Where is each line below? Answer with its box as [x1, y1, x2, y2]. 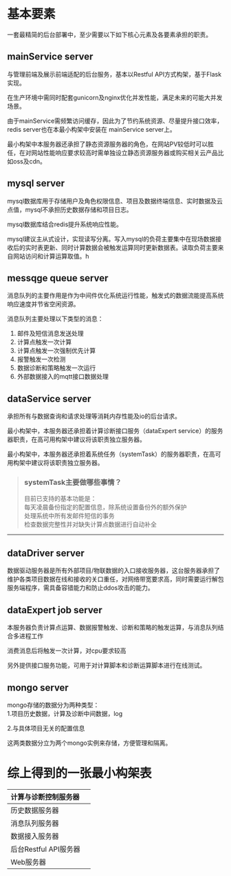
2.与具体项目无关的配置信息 [7, 724, 85, 732]
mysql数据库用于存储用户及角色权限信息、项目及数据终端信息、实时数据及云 [7, 197, 223, 205]
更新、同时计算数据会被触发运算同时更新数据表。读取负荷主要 [43, 243, 218, 252]
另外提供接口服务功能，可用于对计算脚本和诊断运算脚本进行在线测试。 [7, 661, 206, 670]
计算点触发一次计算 [16, 338, 72, 346]
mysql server [7, 177, 65, 190]
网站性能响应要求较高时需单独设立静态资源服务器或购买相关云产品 [30, 148, 218, 157]
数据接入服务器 [10, 831, 60, 841]
